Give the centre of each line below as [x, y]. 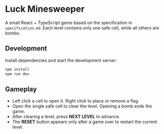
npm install [17, 69]
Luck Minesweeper [45, 9]
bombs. [13, 33]
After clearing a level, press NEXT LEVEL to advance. [66, 117]
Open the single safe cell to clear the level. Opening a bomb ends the [82, 106]
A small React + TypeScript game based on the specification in [69, 23]
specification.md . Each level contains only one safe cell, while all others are [82, 27]
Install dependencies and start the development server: [61, 60]
